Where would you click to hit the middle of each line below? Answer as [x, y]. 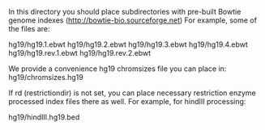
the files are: [29, 29]
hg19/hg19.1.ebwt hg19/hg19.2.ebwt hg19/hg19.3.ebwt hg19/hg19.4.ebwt [128, 44]
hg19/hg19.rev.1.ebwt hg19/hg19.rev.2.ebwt [80, 53]
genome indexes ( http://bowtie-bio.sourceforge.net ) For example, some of [133, 20]
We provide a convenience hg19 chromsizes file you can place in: [118, 69]
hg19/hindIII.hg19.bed [44, 117]
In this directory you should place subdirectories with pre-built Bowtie [125, 12]
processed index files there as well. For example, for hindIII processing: [127, 101]
